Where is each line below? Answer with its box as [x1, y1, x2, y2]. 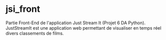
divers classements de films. [5, 30, 64, 36]
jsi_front [5, 3, 40, 15]
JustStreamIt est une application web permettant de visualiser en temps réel [5, 25, 162, 31]
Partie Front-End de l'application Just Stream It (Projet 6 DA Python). [5, 20, 146, 26]
